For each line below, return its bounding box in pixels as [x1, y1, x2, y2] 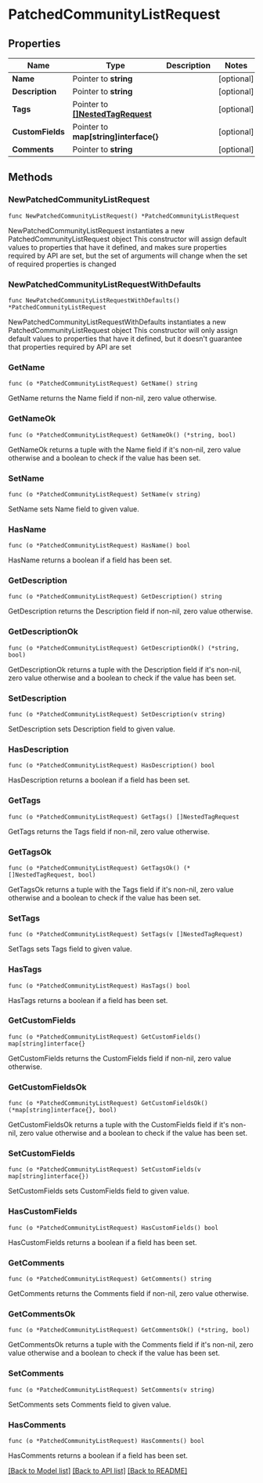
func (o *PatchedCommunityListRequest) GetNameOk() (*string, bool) [8, 430, 236, 439]
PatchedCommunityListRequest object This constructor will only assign [8, 325, 238, 335]
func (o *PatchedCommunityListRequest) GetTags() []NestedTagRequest [8, 813, 240, 821]
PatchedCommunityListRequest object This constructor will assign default [8, 234, 247, 244]
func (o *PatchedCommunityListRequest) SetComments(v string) [8, 1386, 215, 1393]
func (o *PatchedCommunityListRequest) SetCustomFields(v [8, 1166, 201, 1174]
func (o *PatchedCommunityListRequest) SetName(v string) [8, 490, 201, 498]
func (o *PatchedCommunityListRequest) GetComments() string [8, 1275, 212, 1283]
